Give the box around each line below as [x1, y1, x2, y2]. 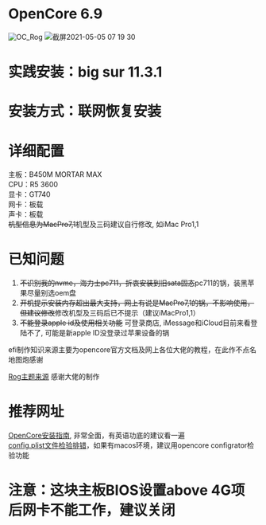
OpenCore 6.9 [8, 5, 103, 23]
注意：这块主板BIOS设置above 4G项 [8, 481, 245, 500]
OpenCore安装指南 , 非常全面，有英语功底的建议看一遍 [8, 431, 185, 441]
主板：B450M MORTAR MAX [8, 170, 102, 179]
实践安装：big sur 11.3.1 [8, 63, 163, 81]
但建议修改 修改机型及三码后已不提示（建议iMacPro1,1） [19, 308, 200, 318]
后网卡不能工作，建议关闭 [8, 501, 176, 519]
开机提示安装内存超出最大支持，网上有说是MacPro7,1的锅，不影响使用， [19, 298, 255, 308]
